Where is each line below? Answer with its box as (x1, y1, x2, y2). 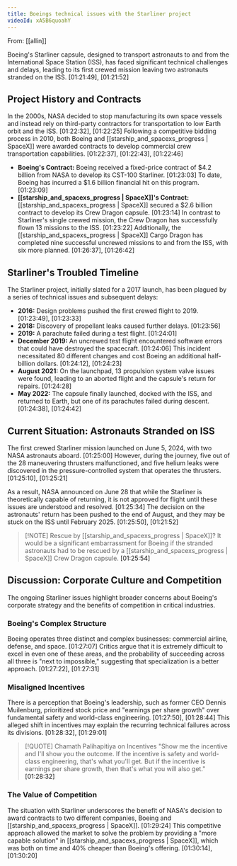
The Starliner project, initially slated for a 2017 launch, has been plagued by (7, 285, 227, 294)
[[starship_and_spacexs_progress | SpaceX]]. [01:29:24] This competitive (7, 821, 221, 829)
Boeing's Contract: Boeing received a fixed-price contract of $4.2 (17, 164, 212, 172)
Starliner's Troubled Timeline (7, 266, 139, 278)
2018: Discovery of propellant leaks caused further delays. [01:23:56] (17, 321, 221, 330)
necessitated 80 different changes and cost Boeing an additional (17, 352, 207, 360)
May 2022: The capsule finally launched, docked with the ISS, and (17, 389, 212, 398)
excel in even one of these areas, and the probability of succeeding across (7, 649, 225, 659)
